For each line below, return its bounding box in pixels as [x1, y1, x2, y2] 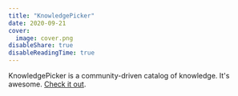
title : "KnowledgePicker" [8, 11, 95, 20]
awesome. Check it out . [8, 79, 87, 89]
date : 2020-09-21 [8, 19, 67, 27]
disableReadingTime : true [8, 49, 95, 57]
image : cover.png [15, 34, 74, 42]
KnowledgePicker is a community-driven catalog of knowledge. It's [8, 71, 230, 80]
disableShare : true [8, 42, 74, 50]
